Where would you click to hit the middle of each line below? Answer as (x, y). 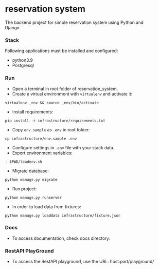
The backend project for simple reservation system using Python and (74, 22)
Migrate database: (30, 171)
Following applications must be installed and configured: (62, 51)
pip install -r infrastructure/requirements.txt (55, 121)
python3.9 (22, 60)
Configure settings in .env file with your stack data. (63, 147)
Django (12, 27)
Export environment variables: (42, 153)
